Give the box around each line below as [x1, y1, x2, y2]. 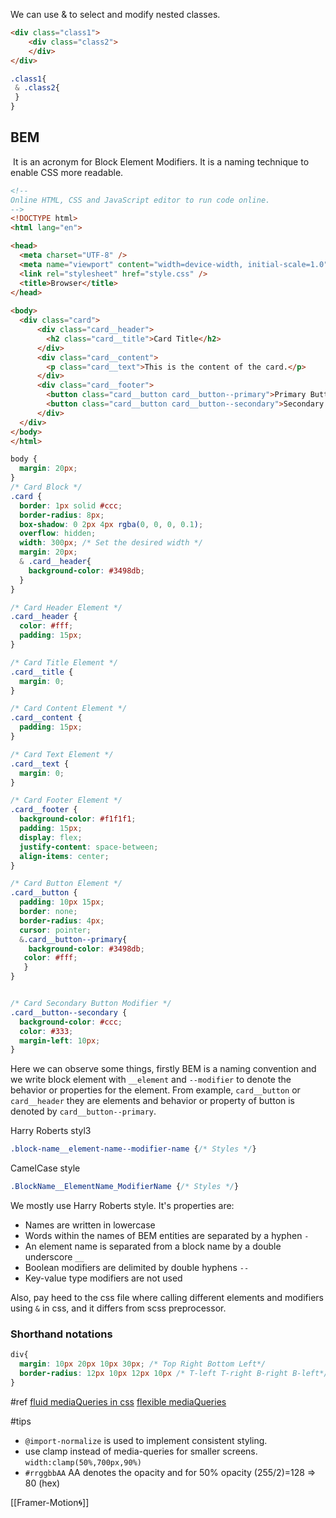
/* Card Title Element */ [10, 657, 118, 668]
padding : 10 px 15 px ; [19, 897, 105, 908]
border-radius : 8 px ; [19, 510, 105, 520]
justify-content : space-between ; [19, 842, 159, 852]
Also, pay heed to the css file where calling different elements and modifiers [10, 1292, 324, 1304]
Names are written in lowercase [24, 1219, 156, 1231]
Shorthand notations [10, 1327, 113, 1341]
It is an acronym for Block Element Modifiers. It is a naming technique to [12, 155, 310, 168]
